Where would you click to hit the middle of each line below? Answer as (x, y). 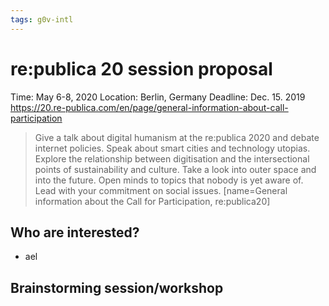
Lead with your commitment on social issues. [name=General (161, 190)
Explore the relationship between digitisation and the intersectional (172, 158)
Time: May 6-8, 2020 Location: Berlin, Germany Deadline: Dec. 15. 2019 (158, 97)
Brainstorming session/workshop (117, 287)
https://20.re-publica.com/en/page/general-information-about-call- (149, 107)
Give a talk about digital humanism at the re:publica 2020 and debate (177, 137)
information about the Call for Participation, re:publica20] (152, 201)
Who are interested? (75, 232)
